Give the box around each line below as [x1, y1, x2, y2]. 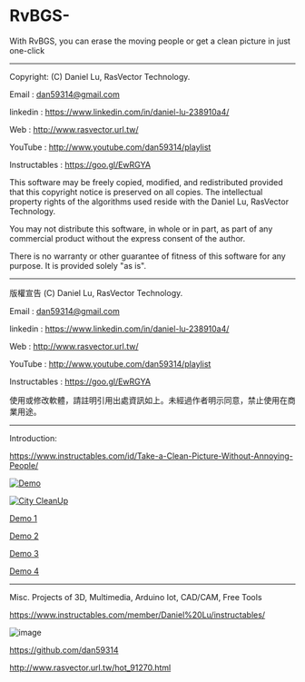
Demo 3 [9, 548, 39, 558]
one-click [9, 44, 45, 55]
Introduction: [9, 432, 57, 443]
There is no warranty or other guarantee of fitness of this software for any [9, 251, 286, 262]
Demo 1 [9, 512, 38, 523]
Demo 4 [9, 565, 39, 577]
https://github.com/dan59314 [9, 644, 120, 655]
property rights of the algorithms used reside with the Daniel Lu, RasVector [9, 196, 289, 207]
